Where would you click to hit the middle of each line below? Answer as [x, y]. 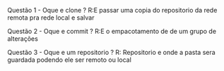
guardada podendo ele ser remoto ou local [70, 60]
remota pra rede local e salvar [51, 18]
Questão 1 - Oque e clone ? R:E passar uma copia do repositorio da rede [112, 10]
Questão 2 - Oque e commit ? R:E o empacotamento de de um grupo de [112, 31]
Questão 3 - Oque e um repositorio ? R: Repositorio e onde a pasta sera [111, 52]
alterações [23, 39]
